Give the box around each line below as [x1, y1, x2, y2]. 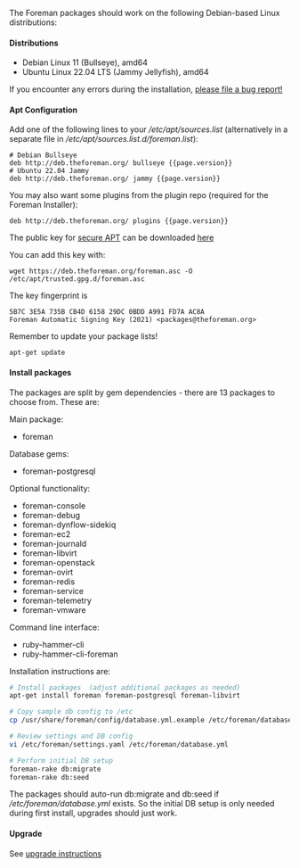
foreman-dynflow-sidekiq [21, 519, 117, 530]
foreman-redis [21, 575, 76, 587]
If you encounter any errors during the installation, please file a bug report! [9, 84, 283, 95]
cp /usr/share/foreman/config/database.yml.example [9, 715, 205, 725]
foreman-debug [21, 509, 81, 520]
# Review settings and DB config [9, 732, 133, 741]
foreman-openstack [21, 557, 95, 567]
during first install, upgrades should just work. [9, 807, 178, 819]
